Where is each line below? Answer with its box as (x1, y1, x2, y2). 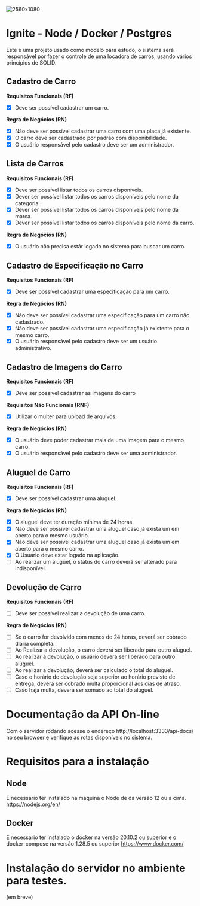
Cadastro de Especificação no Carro (6, 260, 144, 270)
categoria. (14, 199, 41, 206)
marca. (14, 213, 32, 220)
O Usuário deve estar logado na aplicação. (14, 551, 120, 559)
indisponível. (14, 565, 47, 572)
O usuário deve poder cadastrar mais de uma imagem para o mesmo (14, 437, 184, 444)
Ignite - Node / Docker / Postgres (6, 27, 172, 40)
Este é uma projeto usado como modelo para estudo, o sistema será (6, 46, 174, 53)
